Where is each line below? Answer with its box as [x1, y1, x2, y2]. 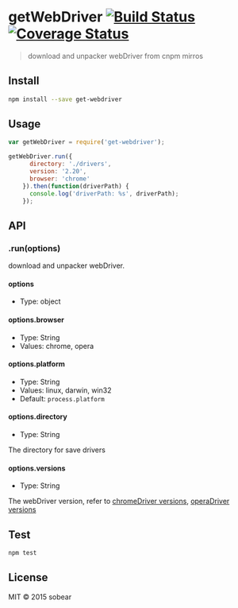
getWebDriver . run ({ [8, 153, 73, 161]
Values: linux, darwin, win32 [19, 385, 112, 395]
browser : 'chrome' [29, 175, 90, 183]
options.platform [8, 359, 66, 369]
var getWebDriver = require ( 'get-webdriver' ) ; [8, 138, 165, 146]
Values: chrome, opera [19, 341, 94, 350]
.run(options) [8, 242, 61, 254]
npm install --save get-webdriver [8, 95, 123, 103]
